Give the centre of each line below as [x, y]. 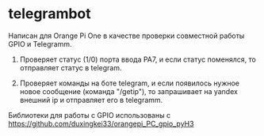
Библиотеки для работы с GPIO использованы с [90, 115]
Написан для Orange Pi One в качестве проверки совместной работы [126, 36]
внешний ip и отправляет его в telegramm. [91, 100]
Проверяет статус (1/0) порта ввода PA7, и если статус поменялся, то [138, 59]
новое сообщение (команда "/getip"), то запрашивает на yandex [128, 91]
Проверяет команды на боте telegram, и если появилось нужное [130, 83]
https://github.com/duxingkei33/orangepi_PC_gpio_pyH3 [101, 123]
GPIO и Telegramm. [40, 43]
